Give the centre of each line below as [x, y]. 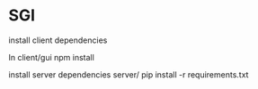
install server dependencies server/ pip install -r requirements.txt [129, 74]
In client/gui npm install [52, 57]
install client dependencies [58, 40]
